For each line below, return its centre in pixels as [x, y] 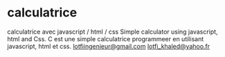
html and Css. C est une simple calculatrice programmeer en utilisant [106, 38]
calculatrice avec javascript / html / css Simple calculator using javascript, [112, 32]
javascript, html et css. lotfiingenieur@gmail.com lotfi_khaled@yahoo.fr [109, 46]
